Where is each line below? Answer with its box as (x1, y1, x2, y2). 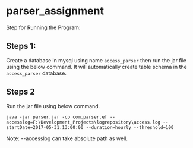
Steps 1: (6, 41, 36, 51)
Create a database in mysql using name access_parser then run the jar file (6, 56, 187, 64)
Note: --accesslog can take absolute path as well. (6, 135, 128, 142)
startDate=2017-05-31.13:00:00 (6, 124, 84, 130)
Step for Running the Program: (6, 24, 81, 31)
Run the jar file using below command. (6, 102, 100, 109)
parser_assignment (6, 4, 104, 18)
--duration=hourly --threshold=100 (86, 124, 174, 130)
